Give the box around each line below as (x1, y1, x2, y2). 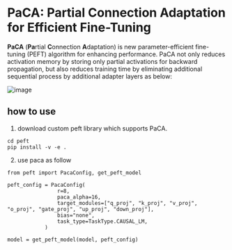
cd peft (7, 137, 30, 144)
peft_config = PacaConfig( (7, 181, 86, 188)
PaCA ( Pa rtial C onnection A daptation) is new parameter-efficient (7, 42, 194, 51)
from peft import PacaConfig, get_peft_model (7, 169, 141, 176)
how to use (7, 106, 56, 117)
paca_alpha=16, (56, 193, 101, 201)
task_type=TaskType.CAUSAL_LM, (56, 217, 148, 225)
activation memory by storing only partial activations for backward (7, 57, 198, 65)
